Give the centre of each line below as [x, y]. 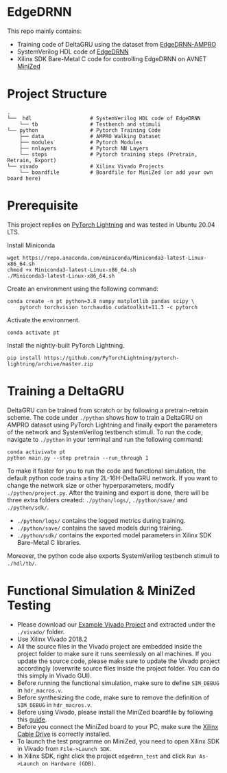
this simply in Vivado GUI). [55, 675]
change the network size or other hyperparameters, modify [91, 485]
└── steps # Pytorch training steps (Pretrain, [108, 154]
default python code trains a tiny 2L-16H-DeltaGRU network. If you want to [112, 478]
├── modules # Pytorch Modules [81, 142]
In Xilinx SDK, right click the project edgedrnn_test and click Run [107, 756]
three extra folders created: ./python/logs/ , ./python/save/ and [97, 500]
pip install [24, 358]
